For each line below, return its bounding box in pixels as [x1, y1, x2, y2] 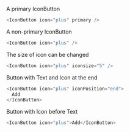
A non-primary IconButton [6, 28, 72, 35]
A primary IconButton [6, 5, 60, 12]
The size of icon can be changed [6, 51, 89, 58]
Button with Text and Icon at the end [6, 73, 98, 81]
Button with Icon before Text [6, 108, 78, 116]
